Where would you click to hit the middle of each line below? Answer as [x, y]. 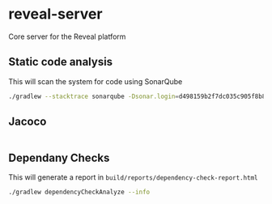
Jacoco [28, 122]
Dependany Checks [59, 157]
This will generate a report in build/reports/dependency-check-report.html [133, 177]
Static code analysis [61, 62]
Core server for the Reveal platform [67, 36]
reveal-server [55, 14]
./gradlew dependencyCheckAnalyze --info [79, 192]
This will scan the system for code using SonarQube [96, 81]
